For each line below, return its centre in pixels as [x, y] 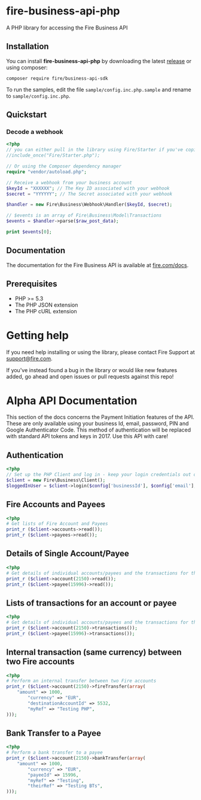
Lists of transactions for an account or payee [92, 603]
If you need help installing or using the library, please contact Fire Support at [101, 352]
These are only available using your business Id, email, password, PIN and [98, 424]
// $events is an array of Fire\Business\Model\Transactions [84, 215]
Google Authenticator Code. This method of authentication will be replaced [99, 430]
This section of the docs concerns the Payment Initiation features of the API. [100, 417]
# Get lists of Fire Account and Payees [57, 524]
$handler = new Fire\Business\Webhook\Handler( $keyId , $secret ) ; [89, 205]
